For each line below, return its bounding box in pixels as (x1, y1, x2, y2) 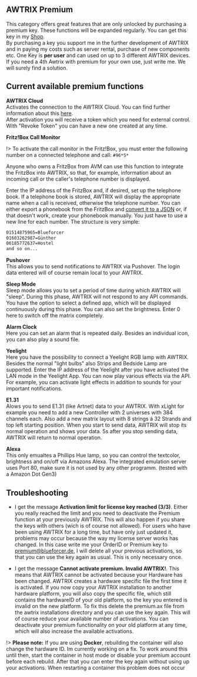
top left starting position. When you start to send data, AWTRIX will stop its (6, 421, 187, 429)
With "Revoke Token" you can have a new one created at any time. (6, 122, 168, 129)
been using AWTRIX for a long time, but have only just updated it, (14, 528, 173, 535)
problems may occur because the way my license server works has (14, 534, 178, 542)
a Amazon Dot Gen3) (6, 470, 57, 478)
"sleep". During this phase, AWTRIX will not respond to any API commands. (6, 293, 188, 300)
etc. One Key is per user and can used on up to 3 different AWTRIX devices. (6, 51, 191, 58)
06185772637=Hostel (6, 240, 54, 247)
